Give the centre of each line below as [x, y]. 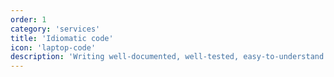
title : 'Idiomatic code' [62, 38]
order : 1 [28, 19]
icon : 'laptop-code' [53, 47]
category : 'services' [55, 29]
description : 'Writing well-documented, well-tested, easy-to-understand [167, 57]
